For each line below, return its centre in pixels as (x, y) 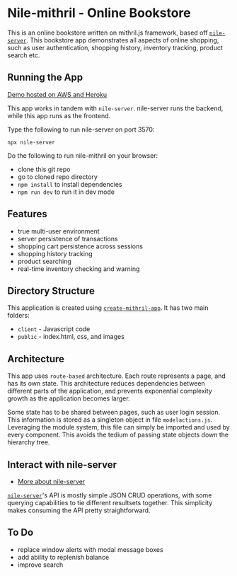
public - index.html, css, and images (71, 337)
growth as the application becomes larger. (69, 398)
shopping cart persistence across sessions (80, 246)
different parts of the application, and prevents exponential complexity (110, 391)
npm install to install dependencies (70, 184)
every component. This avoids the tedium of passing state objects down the (118, 435)
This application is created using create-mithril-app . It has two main (108, 308)
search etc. (24, 55)
